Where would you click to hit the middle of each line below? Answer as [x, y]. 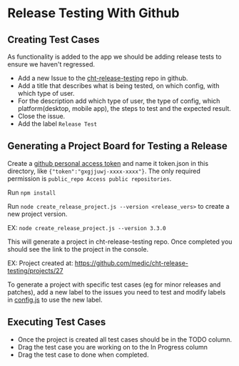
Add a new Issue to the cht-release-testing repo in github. [103, 78]
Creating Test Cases [54, 40]
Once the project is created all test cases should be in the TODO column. [125, 339]
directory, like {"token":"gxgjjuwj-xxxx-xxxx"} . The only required [104, 171]
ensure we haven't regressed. [51, 64]
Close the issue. [41, 116]
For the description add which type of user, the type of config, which [119, 101]
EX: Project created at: [40, 263]
